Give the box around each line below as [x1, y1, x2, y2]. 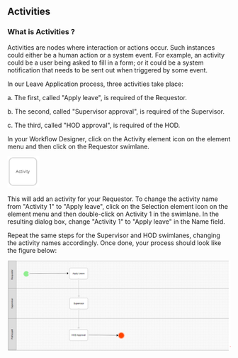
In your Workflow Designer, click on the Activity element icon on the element [7, 134, 231, 143]
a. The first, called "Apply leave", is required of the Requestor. [7, 93, 188, 102]
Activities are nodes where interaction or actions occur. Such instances [7, 43, 215, 52]
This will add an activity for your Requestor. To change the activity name [7, 195, 218, 203]
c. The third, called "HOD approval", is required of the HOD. [7, 121, 181, 129]
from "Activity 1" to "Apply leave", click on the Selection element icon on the [7, 202, 229, 210]
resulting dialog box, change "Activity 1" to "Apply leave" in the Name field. [7, 217, 225, 226]
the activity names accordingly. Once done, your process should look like [7, 238, 222, 247]
